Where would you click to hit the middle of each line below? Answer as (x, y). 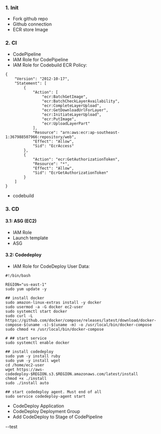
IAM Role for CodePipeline (40, 59)
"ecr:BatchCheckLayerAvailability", (81, 101)
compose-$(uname (22, 325)
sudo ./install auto (27, 383)
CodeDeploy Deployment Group (46, 411)
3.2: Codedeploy (24, 255)
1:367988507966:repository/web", (41, 137)
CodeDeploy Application (38, 406)
